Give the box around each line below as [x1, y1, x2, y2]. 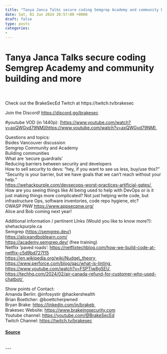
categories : [5, 26, 30, 31]
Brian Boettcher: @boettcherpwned [5, 296, 78, 302]
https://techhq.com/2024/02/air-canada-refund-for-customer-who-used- [5, 271, 157, 277]
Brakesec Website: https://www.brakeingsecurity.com [5, 307, 116, 313]
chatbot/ [5, 276, 23, 282]
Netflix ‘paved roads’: [5, 244, 49, 250]
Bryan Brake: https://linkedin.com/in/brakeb [5, 302, 94, 308]
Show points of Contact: [5, 286, 55, 292]
